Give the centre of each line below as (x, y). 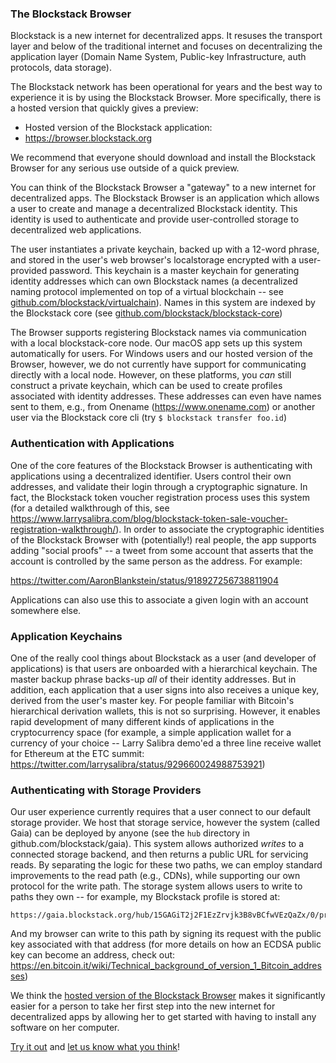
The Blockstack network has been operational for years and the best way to (166, 87)
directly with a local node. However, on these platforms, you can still (151, 375)
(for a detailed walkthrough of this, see (90, 508)
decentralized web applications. (76, 230)
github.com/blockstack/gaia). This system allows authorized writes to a (157, 844)
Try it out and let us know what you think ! (95, 1047)
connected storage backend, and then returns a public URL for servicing (159, 854)
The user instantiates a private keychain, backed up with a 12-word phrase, (165, 249)
